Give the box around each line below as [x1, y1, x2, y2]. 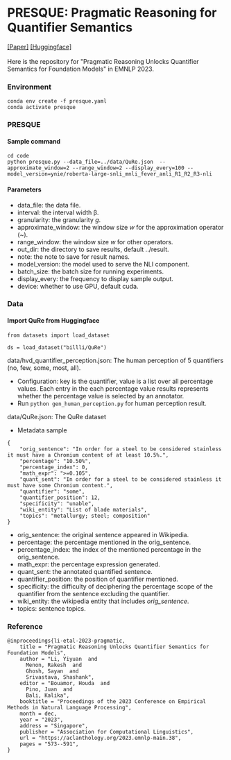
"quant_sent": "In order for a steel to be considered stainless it [19, 475, 222, 483]
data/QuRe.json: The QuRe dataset [7, 412, 106, 421]
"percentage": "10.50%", [19, 457, 92, 464]
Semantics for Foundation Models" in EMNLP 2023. [7, 65, 155, 73]
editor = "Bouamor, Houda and [19, 679, 110, 686]
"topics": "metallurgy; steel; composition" [19, 512, 151, 519]
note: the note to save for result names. [17, 252, 130, 261]
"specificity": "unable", [19, 500, 95, 507]
